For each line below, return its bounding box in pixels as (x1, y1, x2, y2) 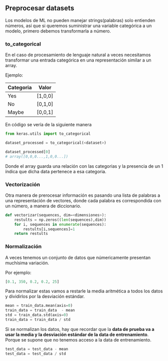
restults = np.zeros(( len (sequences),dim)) (14, 217, 107, 222)
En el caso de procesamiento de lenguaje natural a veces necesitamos (5, 52, 151, 58)
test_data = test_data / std (5, 351, 66, 356)
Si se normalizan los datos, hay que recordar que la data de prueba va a (5, 326, 154, 332)
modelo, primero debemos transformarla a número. (5, 28, 111, 34)
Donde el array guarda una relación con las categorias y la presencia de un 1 (5, 163, 163, 169)
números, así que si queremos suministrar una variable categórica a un (5, 23, 152, 29)
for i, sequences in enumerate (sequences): (14, 222, 107, 227)
